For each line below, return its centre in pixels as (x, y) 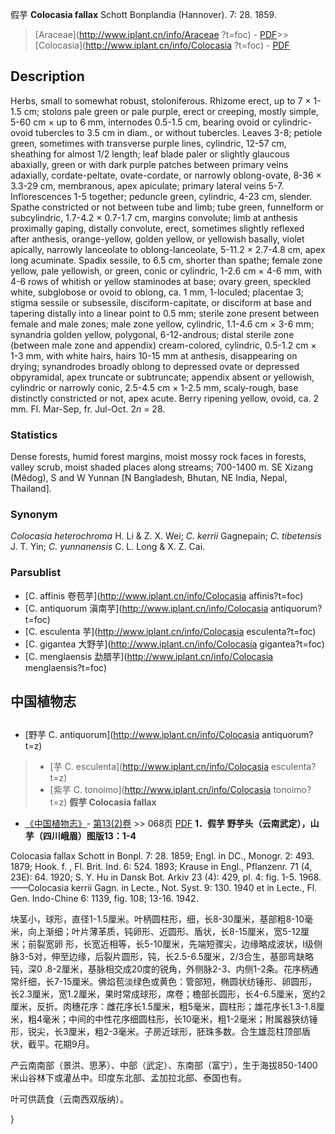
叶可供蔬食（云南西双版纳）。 (69, 1099)
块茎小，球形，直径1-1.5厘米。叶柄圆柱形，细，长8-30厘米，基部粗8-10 (157, 919)
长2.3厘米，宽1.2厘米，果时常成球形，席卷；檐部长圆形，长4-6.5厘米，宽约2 (168, 994)
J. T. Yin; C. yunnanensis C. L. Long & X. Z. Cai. (108, 547)
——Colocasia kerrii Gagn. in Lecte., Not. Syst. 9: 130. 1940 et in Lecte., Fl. (164, 888)
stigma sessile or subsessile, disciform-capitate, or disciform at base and (161, 302)
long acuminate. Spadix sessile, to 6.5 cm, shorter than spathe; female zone (166, 260)
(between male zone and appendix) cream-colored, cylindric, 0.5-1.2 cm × (163, 345)
